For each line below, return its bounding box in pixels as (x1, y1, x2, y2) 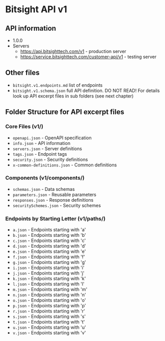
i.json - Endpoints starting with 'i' (12, 264, 85, 271)
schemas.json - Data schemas (12, 186, 75, 192)
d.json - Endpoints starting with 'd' (12, 243, 87, 249)
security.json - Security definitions (12, 156, 88, 162)
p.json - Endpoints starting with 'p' (12, 303, 87, 309)
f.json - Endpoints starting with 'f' (12, 254, 86, 260)
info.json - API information (12, 140, 70, 146)
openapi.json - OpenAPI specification (12, 134, 92, 141)
